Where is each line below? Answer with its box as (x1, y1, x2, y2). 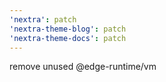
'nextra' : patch (9, 14, 77, 25)
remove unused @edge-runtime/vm (9, 61, 157, 73)
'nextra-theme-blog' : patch (9, 24, 127, 34)
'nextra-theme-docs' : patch (9, 33, 127, 43)
